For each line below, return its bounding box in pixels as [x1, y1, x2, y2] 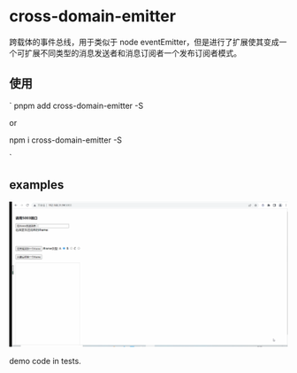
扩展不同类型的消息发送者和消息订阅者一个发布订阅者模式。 [24, 47, 241, 58]
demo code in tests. [9, 355, 81, 366]
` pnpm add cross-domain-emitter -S [9, 100, 144, 111]
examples [9, 177, 65, 192]
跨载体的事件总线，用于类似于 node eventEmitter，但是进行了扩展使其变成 [9, 36, 280, 47]
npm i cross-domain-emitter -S [9, 135, 122, 145]
